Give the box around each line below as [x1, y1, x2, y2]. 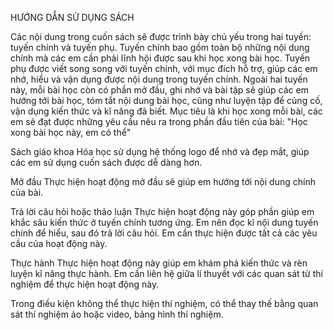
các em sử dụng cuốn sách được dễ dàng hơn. [10, 157, 203, 168]
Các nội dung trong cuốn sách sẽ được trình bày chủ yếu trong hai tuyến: [10, 31, 312, 42]
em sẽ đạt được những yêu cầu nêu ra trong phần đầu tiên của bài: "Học [10, 116, 308, 127]
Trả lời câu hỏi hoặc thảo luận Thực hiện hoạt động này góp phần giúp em [10, 206, 315, 217]
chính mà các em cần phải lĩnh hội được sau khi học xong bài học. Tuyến [10, 52, 311, 64]
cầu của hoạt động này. [10, 238, 108, 249]
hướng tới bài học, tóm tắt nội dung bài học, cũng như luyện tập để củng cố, [10, 95, 323, 106]
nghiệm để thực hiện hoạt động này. [10, 278, 160, 290]
